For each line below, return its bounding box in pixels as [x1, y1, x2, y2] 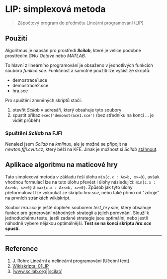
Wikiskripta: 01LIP [12, 263, 49, 269]
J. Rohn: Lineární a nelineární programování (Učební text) [12, 258, 130, 264]
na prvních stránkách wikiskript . [5, 195, 71, 201]
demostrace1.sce [12, 77, 48, 83]
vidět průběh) [12, 117, 41, 123]
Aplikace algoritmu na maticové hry [5, 161, 118, 169]
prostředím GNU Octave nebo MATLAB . [5, 53, 86, 58]
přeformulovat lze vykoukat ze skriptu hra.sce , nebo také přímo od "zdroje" [5, 189, 160, 195]
